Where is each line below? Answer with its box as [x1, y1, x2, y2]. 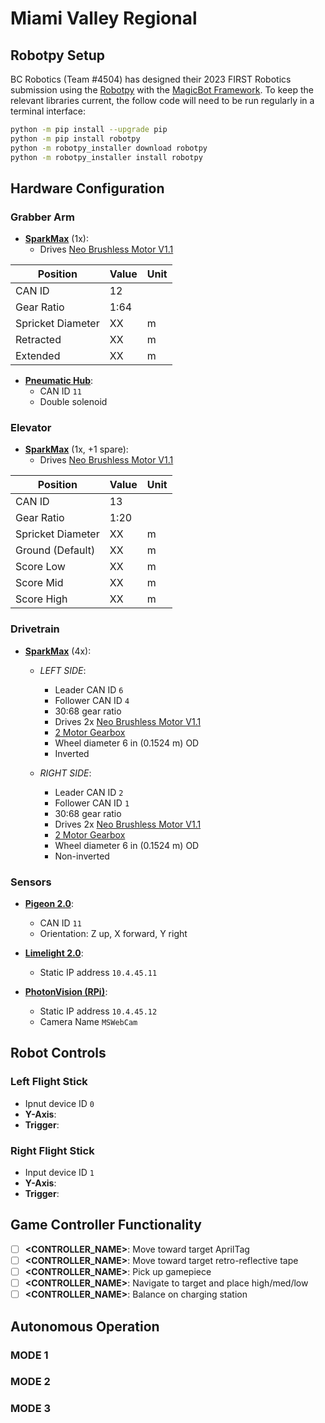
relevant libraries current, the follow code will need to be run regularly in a [10, 95, 315, 106]
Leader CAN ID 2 [54, 786, 124, 798]
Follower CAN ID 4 [54, 694, 130, 706]
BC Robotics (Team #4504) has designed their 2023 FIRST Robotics [10, 73, 292, 85]
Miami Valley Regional [10, 7, 198, 30]
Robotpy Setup [10, 47, 105, 64]
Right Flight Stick [10, 1143, 95, 1157]
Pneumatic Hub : [24, 375, 94, 387]
